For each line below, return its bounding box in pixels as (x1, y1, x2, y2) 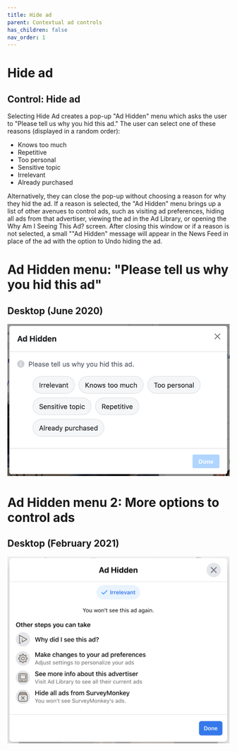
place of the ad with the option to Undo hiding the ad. (7, 237, 163, 245)
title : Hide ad (7, 11, 52, 18)
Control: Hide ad (7, 93, 81, 105)
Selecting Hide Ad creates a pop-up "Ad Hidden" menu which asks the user (7, 112, 227, 120)
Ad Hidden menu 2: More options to (7, 494, 220, 511)
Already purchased (17, 178, 73, 187)
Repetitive (17, 149, 47, 157)
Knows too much (17, 141, 67, 149)
